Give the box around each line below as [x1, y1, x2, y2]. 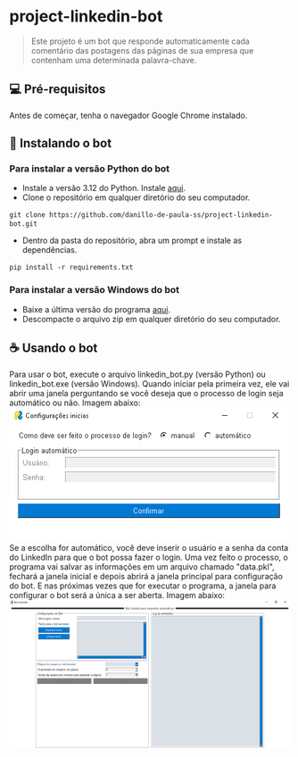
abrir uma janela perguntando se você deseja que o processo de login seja [9, 387, 284, 398]
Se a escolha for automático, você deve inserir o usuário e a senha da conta [9, 542, 289, 553]
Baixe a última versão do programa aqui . [21, 304, 171, 314]
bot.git [9, 220, 38, 229]
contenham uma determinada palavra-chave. [30, 54, 197, 65]
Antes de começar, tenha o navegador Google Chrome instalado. [9, 110, 248, 121]
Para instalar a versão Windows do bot [9, 284, 180, 296]
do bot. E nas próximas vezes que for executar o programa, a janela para [9, 580, 277, 591]
